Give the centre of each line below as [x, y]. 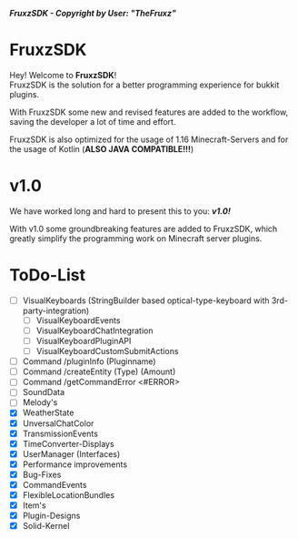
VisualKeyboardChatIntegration [94, 331]
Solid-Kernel [46, 526]
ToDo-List [48, 275]
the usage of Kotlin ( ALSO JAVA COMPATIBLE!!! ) [102, 148]
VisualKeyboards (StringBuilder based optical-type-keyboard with [146, 300]
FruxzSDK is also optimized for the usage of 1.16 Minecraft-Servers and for [149, 139]
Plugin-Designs [51, 516]
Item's [35, 505]
